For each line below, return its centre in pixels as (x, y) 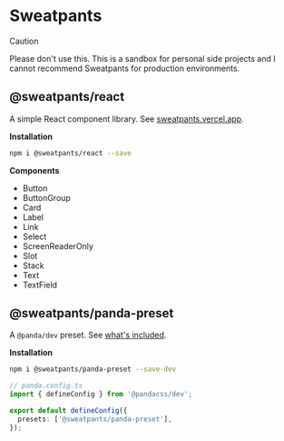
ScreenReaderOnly (58, 246)
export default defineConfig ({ (69, 411)
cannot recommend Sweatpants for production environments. (125, 68)
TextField (39, 285)
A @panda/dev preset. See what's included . (88, 335)
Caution (24, 41)
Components (34, 170)
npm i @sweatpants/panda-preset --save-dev (93, 369)
